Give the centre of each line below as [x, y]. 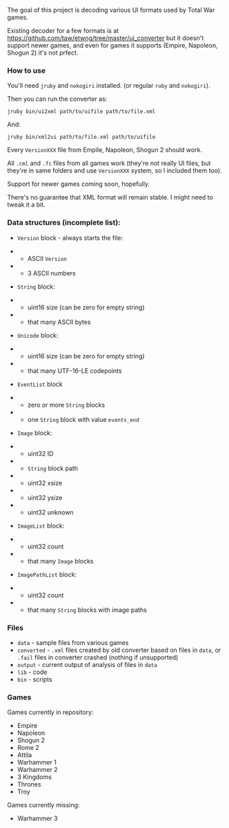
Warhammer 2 [37, 770]
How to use [27, 70]
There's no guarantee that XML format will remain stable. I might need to [110, 198]
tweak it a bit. [27, 205]
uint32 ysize [45, 497]
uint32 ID [40, 453]
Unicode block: [38, 335]
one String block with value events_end [83, 419]
